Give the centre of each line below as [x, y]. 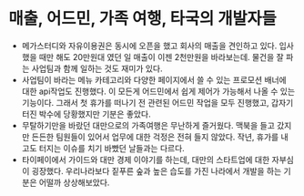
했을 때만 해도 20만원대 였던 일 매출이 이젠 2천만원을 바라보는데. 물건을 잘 [152, 57]
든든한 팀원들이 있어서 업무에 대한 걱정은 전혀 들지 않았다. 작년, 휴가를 [155, 137]
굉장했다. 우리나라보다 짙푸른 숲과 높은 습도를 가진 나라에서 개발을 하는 [157, 170]
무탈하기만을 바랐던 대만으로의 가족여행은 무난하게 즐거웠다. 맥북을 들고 [148, 125]
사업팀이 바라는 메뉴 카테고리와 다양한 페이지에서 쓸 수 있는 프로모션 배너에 [154, 79]
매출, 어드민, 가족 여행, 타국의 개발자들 [142, 19]
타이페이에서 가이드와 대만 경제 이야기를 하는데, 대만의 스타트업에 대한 [146, 160]
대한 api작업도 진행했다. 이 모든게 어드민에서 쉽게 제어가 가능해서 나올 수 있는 [158, 91]
